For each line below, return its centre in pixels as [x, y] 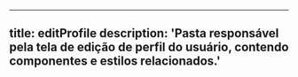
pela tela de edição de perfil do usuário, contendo [149, 47]
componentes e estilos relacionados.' [115, 62]
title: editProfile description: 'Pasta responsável [144, 33]
